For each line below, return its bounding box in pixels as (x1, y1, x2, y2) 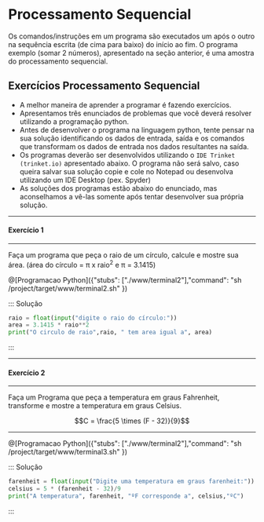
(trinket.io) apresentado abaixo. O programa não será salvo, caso (19, 159, 240, 168)
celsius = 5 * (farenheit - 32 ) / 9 (8, 485, 122, 493)
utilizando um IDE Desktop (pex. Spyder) (19, 175, 152, 184)
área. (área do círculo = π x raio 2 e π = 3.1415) (8, 258, 156, 269)
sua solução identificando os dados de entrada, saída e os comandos (19, 133, 245, 143)
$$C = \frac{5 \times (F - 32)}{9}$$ (74, 416, 190, 425)
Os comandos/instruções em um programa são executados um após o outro (8, 31, 255, 41)
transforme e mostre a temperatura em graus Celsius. (8, 401, 182, 411)
